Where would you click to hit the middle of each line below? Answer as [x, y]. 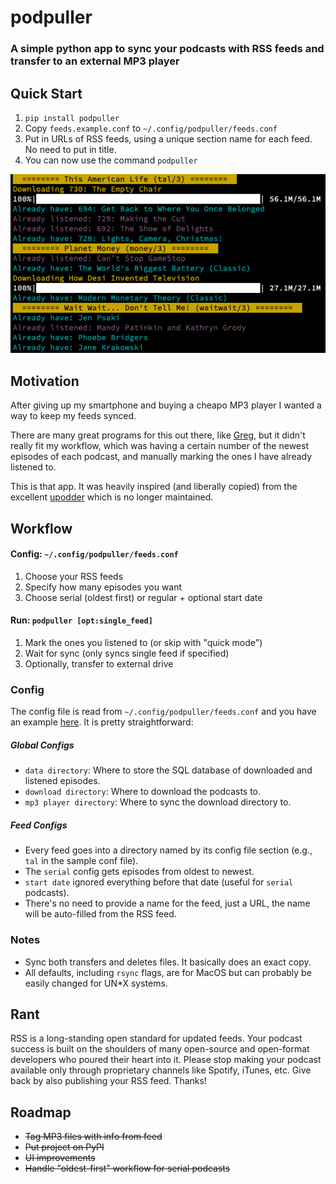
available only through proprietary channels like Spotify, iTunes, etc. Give [161, 1070]
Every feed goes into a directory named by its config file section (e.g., [168, 850]
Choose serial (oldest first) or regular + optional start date [143, 597]
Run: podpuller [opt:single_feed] [81, 620]
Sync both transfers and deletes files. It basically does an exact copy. [168, 962]
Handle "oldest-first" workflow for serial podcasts [127, 1168]
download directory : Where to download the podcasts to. [143, 792]
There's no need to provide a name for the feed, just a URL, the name [167, 903]
